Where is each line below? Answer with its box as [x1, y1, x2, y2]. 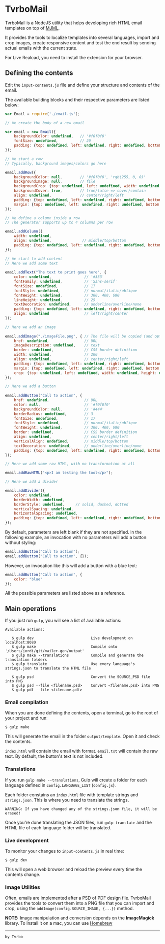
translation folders [5, 657, 48, 662]
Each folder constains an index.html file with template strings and [5, 792, 138, 798]
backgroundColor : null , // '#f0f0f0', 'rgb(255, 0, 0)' [14, 174, 146, 179]
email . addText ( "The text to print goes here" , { [5, 270, 107, 275]
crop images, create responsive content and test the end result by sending [5, 39, 156, 45]
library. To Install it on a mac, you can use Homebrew [5, 920, 112, 926]
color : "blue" [14, 576, 43, 582]
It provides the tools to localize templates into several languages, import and [5, 34, 160, 40]
